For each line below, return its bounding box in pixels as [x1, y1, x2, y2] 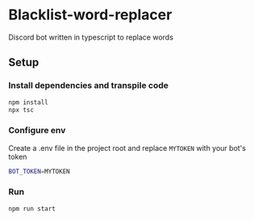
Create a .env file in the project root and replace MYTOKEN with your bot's [8, 143, 246, 152]
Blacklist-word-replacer [8, 6, 173, 24]
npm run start [8, 204, 56, 213]
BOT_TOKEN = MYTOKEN [8, 167, 70, 175]
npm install [8, 98, 48, 106]
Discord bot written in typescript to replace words [8, 32, 173, 42]
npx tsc [8, 106, 35, 114]
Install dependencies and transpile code [8, 80, 169, 91]
